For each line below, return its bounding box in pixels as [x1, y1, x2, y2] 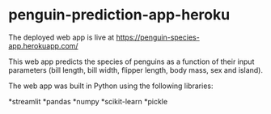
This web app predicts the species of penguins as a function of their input [8, 57, 255, 66]
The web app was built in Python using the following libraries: [8, 81, 214, 91]
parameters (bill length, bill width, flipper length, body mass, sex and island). [8, 65, 263, 74]
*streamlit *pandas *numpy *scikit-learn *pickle [8, 96, 168, 106]
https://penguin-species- [116, 32, 200, 42]
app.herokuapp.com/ [8, 40, 78, 50]
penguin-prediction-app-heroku [8, 6, 231, 24]
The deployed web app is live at [8, 32, 115, 42]
